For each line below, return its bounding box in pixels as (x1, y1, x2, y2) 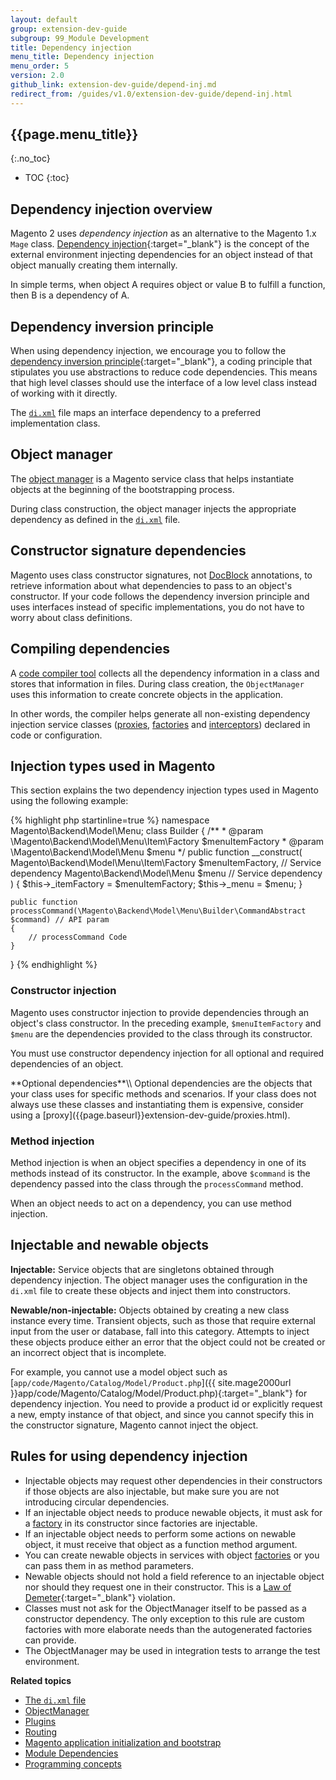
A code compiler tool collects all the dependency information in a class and (10, 667, 320, 679)
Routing (24, 1726, 58, 1738)
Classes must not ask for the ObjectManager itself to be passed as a (24, 1602, 307, 1614)
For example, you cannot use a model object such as (10, 1366, 228, 1378)
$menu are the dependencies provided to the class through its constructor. (10, 1027, 313, 1040)
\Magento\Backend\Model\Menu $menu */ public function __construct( (10, 846, 303, 858)
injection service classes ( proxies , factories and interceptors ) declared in (10, 718, 311, 730)
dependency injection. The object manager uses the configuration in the (10, 1274, 308, 1286)
